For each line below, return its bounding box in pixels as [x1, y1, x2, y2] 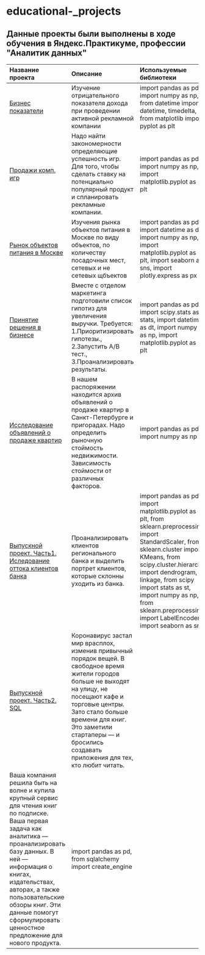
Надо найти [71, 132, 106, 140]
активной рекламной [71, 114, 134, 123]
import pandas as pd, [71, 847, 132, 856]
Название [9, 66, 40, 74]
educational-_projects [6, 4, 121, 18]
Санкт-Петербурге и [71, 413, 134, 422]
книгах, [9, 870, 32, 878]
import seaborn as [140, 621, 192, 630]
